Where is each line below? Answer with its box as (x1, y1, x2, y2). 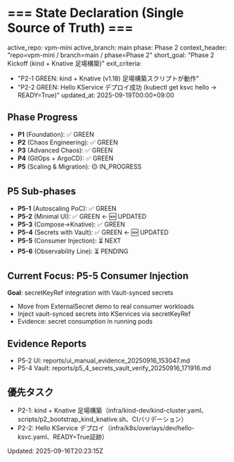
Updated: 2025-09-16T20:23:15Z (7, 446, 104, 455)
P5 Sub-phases (7, 186, 77, 197)
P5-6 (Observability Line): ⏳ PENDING (17, 247, 129, 255)
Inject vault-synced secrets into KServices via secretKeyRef (17, 310, 191, 318)
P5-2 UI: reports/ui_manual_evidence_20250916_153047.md (17, 356, 190, 365)
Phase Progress (7, 111, 78, 123)
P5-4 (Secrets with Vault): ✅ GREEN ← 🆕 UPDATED (17, 228, 169, 236)
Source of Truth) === (7, 20, 134, 36)
